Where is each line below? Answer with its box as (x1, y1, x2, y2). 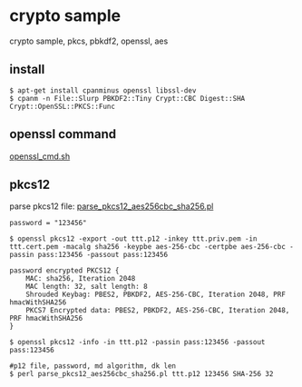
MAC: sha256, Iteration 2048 (25, 274, 136, 283)
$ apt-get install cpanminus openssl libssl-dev (9, 85, 197, 95)
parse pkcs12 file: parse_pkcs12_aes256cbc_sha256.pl (9, 201, 214, 212)
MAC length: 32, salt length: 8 (25, 283, 148, 292)
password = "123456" (9, 219, 88, 228)
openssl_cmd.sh (9, 151, 71, 162)
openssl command (9, 126, 116, 142)
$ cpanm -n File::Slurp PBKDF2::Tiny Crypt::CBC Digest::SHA (9, 94, 246, 103)
